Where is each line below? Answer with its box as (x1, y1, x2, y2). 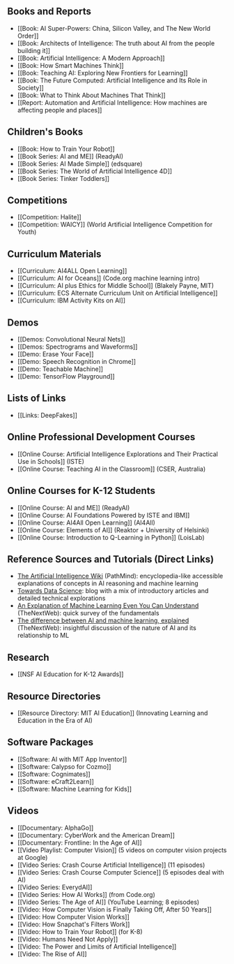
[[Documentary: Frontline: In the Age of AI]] (17, 838, 143, 847)
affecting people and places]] (17, 105, 102, 114)
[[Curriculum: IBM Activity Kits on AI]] (17, 296, 126, 305)
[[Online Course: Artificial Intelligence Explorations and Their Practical (17, 450, 218, 458)
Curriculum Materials (7, 248, 102, 260)
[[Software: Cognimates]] (17, 770, 91, 778)
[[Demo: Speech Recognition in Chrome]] (17, 358, 136, 366)
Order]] (17, 31, 39, 40)
